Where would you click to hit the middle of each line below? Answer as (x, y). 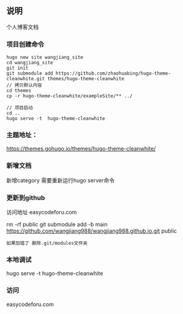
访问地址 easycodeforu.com (42, 212)
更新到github (26, 198)
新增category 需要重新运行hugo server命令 (61, 180)
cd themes (19, 91)
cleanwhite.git (26, 79)
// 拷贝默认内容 (24, 85)
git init (17, 68)
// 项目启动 (20, 108)
